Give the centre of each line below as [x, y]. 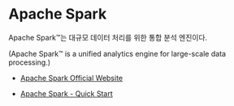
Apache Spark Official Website [71, 78]
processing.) [30, 62]
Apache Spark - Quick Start [66, 93]
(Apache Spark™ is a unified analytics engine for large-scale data [117, 53]
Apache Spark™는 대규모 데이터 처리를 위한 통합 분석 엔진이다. [108, 37]
